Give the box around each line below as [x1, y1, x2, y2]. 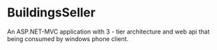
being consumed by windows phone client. [7, 34, 129, 42]
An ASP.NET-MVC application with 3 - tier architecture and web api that [7, 27, 210, 36]
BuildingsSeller [7, 5, 96, 21]
